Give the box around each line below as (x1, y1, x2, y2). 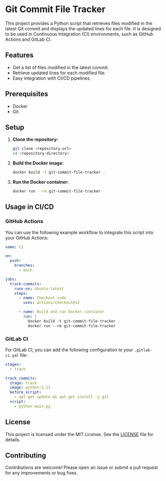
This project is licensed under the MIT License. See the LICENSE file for (5, 431, 154, 437)
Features (5, 51, 34, 60)
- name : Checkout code (18, 295, 66, 301)
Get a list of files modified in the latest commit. (12, 64, 109, 70)
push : (10, 258, 22, 263)
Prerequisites (5, 90, 48, 98)
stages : (5, 362, 22, 367)
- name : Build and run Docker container (18, 309, 105, 314)
